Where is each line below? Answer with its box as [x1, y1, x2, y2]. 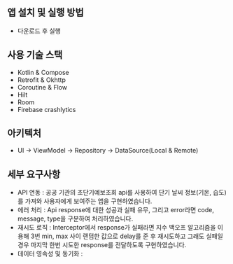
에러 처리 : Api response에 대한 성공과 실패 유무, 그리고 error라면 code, [17, 206, 215, 214]
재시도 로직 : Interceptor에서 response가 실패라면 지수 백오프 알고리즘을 [17, 223, 216, 232]
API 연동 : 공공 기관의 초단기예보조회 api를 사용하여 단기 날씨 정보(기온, [17, 188, 212, 197]
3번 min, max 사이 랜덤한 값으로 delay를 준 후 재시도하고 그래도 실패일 [30, 232, 224, 240]
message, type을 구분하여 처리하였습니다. [17, 214, 134, 223]
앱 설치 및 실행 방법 [7, 6, 84, 19]
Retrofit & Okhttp [17, 76, 66, 84]
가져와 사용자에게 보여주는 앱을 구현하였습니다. [24, 197, 153, 205]
